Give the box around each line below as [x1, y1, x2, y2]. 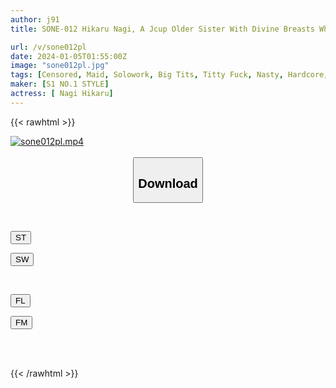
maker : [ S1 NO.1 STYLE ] [10, 79, 110, 90]
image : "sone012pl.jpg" [10, 61, 110, 71]
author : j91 [10, 14, 60, 25]
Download [138, 176, 198, 191]
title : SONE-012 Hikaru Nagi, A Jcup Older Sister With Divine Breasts [10, 24, 315, 34]
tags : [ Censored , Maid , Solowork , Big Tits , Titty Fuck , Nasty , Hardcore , [10, 70, 329, 80]
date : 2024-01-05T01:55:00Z [10, 51, 128, 61]
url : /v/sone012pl [10, 42, 87, 52]
